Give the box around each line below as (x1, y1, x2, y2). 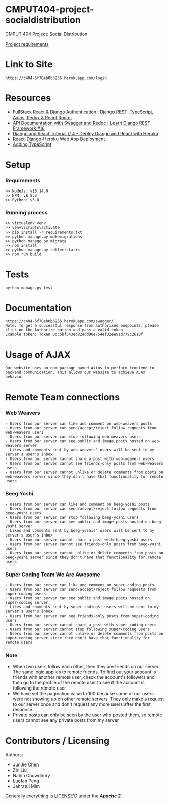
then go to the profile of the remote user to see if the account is (12, 679, 145, 685)
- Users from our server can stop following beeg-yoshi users (5, 515, 139, 520)
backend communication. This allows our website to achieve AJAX (5, 370, 145, 375)
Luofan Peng (12, 778, 39, 784)
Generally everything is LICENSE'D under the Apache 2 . (5, 793, 122, 799)
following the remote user (12, 685, 66, 691)
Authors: (5, 751, 23, 758)
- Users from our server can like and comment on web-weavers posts (5, 420, 152, 426)
